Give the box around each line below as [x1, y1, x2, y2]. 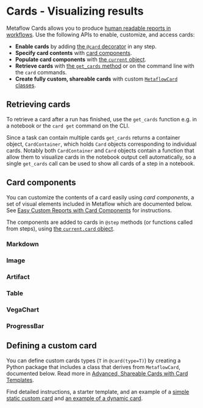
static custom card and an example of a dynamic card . [6, 395, 143, 402]
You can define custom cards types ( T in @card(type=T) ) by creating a [6, 357, 181, 364]
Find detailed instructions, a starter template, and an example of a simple [6, 388, 190, 395]
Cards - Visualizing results [6, 4, 144, 18]
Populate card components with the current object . [15, 55, 146, 63]
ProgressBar [6, 322, 45, 331]
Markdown [6, 240, 39, 248]
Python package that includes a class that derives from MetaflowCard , [6, 363, 181, 370]
